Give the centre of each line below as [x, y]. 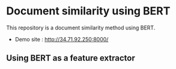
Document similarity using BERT [88, 11]
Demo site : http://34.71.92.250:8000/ [62, 39]
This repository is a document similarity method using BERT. [81, 28]
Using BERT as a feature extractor [71, 58]
